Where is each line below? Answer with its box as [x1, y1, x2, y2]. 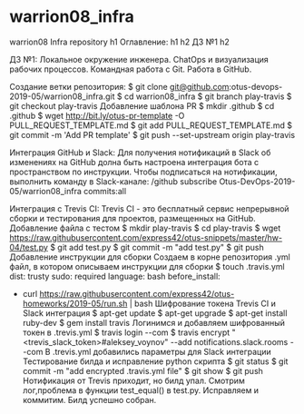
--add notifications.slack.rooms [170, 336, 289, 347]
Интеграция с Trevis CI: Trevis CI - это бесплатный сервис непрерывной [9, 202, 289, 214]
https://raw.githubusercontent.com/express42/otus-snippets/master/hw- [9, 232, 283, 242]
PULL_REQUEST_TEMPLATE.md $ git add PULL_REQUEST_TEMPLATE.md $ [9, 120, 293, 131]
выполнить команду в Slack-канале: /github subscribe [9, 175, 218, 187]
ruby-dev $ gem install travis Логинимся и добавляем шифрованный [22, 317, 286, 328]
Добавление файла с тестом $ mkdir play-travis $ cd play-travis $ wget [9, 222, 281, 233]
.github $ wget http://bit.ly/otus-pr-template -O [9, 110, 185, 121]
